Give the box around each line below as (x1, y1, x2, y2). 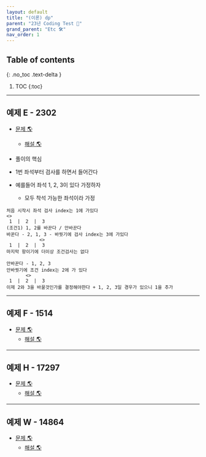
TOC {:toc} (15, 82, 43, 90)
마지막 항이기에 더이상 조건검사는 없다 (6, 248, 89, 255)
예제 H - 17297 (6, 363, 60, 373)
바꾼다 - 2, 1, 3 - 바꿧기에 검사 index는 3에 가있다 (6, 231, 129, 237)
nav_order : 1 (6, 32, 40, 38)
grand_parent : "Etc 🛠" (6, 26, 66, 33)
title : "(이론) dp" (6, 15, 54, 21)
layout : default (6, 9, 48, 15)
